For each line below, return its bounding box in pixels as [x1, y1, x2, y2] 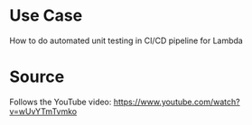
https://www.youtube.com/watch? [113, 96, 241, 107]
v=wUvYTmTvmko [9, 105, 78, 117]
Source [9, 67, 65, 87]
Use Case [9, 5, 83, 26]
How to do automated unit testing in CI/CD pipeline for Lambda [9, 35, 244, 46]
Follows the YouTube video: [9, 96, 112, 107]
